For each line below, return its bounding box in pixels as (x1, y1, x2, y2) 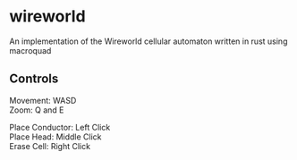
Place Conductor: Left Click (9, 122, 111, 132)
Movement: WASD (9, 95, 77, 105)
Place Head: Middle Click (9, 131, 102, 142)
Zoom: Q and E (9, 105, 64, 115)
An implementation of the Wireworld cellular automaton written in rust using (9, 36, 288, 46)
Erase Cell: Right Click (9, 140, 91, 151)
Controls (9, 72, 59, 87)
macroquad (9, 45, 52, 55)
